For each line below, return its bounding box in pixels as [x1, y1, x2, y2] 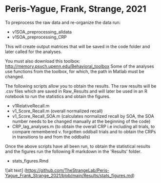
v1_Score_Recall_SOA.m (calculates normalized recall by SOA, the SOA [12, 113, 155, 119]
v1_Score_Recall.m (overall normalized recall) [12, 108, 103, 114]
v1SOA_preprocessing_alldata [12, 29, 72, 35]
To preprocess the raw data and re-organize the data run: [5, 19, 121, 25]
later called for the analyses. [5, 49, 62, 55]
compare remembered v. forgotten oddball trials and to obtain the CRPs [12, 128, 156, 134]
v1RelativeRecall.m [12, 103, 50, 109]
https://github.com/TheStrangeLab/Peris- [26, 167, 110, 173]
